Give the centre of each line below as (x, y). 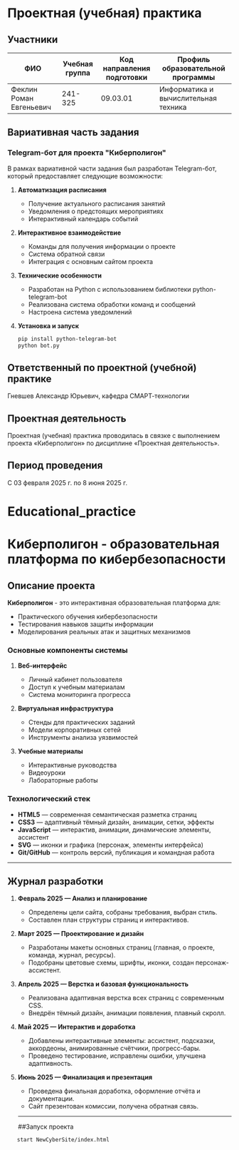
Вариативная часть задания (73, 132)
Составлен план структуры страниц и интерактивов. (108, 920)
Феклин (24, 89)
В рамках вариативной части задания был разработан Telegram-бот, (112, 168)
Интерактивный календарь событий (83, 218)
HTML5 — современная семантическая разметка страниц (107, 814)
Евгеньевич (31, 107)
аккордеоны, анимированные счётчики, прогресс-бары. (115, 1048)
